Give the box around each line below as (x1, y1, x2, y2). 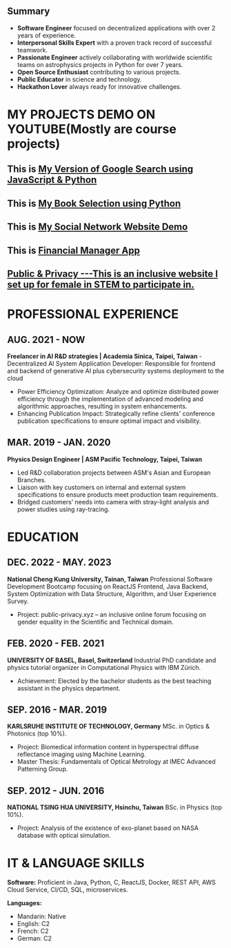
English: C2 (17, 920, 50, 928)
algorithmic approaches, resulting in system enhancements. (17, 402, 188, 410)
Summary (7, 6, 50, 17)
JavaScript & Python (7, 174, 97, 186)
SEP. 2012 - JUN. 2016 (7, 784, 105, 796)
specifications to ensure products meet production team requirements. (17, 490, 219, 499)
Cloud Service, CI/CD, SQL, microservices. (7, 886, 129, 894)
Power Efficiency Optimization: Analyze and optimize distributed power (17, 387, 219, 395)
